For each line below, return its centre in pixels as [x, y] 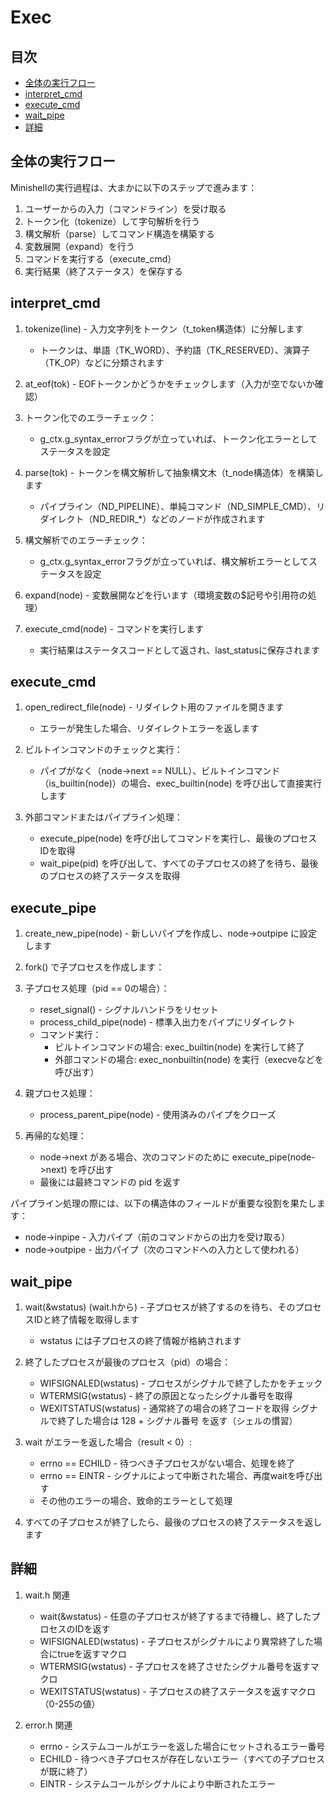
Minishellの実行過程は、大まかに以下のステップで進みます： [134, 187]
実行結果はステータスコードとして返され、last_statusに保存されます [180, 650]
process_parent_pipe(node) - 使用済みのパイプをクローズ [158, 1115]
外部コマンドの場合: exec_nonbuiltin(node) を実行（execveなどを [189, 1060]
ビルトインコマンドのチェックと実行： [103, 750]
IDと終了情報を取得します [86, 1320]
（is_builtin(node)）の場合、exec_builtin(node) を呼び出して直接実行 [181, 783]
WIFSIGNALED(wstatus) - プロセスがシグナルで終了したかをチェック [181, 1383]
